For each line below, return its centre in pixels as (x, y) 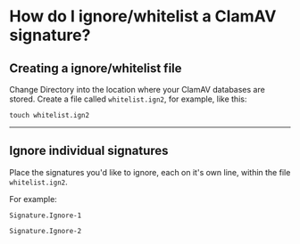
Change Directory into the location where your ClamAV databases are (137, 89)
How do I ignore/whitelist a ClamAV (143, 16)
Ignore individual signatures (89, 151)
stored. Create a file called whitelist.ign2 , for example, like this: (128, 99)
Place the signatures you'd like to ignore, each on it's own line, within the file (150, 172)
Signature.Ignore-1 (46, 216)
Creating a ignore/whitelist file (96, 68)
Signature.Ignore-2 (46, 231)
